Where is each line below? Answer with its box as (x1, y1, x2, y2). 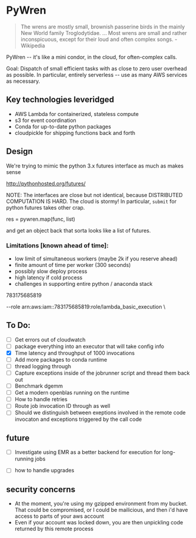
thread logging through (14, 362, 71, 370)
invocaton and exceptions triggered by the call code (14, 415, 142, 423)
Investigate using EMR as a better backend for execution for (14, 449, 161, 456)
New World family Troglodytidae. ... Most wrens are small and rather (20, 29, 188, 36)
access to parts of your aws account (14, 513, 105, 520)
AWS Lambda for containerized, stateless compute (14, 110, 139, 117)
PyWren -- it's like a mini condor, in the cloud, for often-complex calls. (6, 53, 178, 60)
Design (6, 146, 33, 157)
